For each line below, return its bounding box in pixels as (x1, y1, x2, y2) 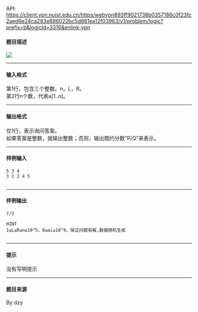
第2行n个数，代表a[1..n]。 (6, 93, 69, 100)
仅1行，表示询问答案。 (6, 127, 60, 134)
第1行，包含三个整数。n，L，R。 (6, 85, 85, 92)
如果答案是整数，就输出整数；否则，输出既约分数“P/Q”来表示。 (6, 134, 160, 141)
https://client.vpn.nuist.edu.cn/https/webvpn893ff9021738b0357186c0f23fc (6, 11, 192, 18)
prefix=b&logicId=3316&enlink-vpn (6, 24, 91, 31)
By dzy (6, 299, 24, 306)
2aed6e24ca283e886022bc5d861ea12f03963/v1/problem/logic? (6, 18, 164, 24)
